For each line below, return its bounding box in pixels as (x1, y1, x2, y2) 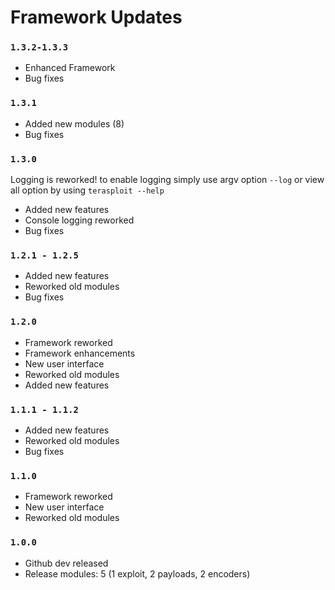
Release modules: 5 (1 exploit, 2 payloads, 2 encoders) (24, 567, 251, 580)
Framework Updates (10, 6, 183, 29)
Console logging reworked (24, 214, 135, 226)
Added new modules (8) (24, 117, 125, 130)
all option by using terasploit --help (10, 184, 165, 196)
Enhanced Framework (24, 62, 116, 74)
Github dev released (24, 557, 109, 569)
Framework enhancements (24, 347, 136, 359)
